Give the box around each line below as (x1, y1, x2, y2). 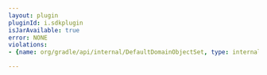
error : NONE (8, 33, 48, 42)
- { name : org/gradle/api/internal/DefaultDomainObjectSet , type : (8, 48, 229, 56)
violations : (8, 41, 48, 49)
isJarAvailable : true (8, 26, 80, 34)
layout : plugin (8, 11, 59, 20)
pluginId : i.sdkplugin (8, 19, 83, 27)
